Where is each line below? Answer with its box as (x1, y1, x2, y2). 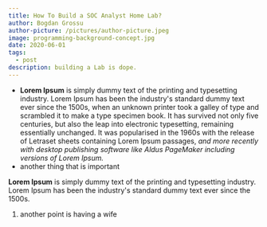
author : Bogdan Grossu (8, 19, 84, 27)
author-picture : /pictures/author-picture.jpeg (8, 26, 170, 34)
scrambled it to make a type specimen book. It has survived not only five (19, 111, 259, 120)
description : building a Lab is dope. (8, 64, 137, 72)
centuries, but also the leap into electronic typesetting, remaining (19, 119, 234, 128)
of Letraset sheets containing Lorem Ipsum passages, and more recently (19, 136, 259, 146)
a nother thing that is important (19, 161, 120, 171)
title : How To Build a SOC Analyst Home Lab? (8, 11, 162, 20)
